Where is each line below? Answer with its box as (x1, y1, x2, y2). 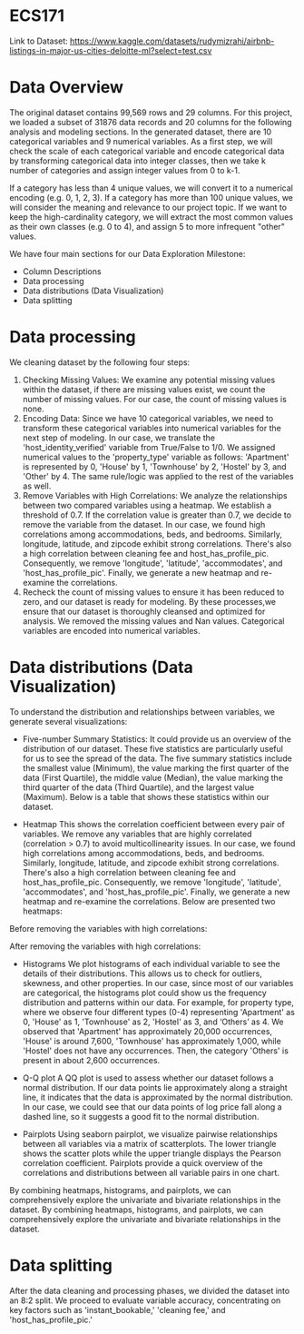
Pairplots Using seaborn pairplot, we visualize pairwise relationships (22, 1128, 279, 1140)
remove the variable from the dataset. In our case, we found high (22, 519, 266, 529)
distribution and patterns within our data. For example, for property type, (22, 996, 295, 1008)
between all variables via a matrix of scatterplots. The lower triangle (22, 1138, 277, 1149)
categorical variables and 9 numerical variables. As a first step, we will (9, 135, 273, 146)
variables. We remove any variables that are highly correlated (22, 828, 252, 839)
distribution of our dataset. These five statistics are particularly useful (22, 743, 284, 754)
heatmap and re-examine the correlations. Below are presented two (22, 895, 276, 906)
